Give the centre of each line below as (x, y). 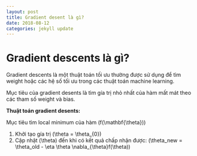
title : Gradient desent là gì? (45, 17)
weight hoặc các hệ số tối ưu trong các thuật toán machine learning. (90, 81)
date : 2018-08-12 (28, 23)
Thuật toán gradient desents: (43, 111)
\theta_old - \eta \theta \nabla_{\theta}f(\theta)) (72, 147)
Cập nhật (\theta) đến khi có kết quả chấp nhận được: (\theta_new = (99, 140)
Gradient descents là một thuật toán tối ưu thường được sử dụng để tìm (94, 75)
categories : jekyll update (40, 28)
